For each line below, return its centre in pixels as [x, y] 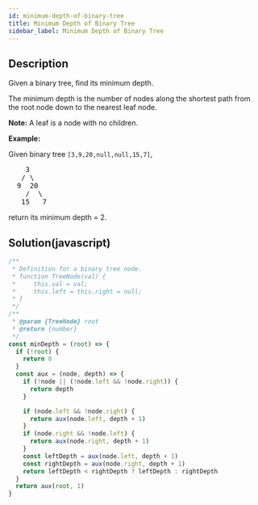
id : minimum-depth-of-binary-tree [67, 16]
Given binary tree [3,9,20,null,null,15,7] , [81, 154]
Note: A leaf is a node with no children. [73, 123]
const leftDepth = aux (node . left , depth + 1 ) [101, 456]
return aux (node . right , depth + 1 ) [89, 441]
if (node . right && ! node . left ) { [79, 434]
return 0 [37, 359]
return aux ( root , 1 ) [50, 486]
